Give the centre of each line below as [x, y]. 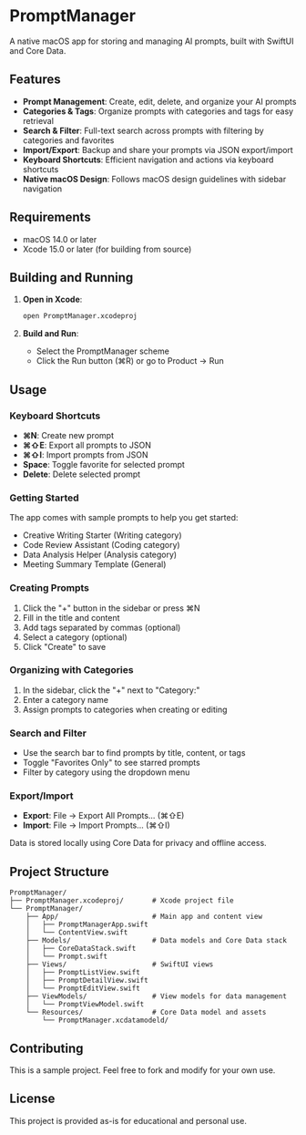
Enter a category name [66, 699]
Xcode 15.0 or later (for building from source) [107, 249]
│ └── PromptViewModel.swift [85, 1005]
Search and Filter [48, 733]
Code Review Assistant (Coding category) [101, 545]
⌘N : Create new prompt [68, 435]
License [32, 1099]
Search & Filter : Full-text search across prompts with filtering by [143, 130]
